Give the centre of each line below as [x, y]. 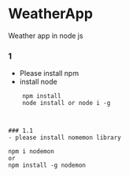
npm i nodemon [31, 152]
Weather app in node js [46, 36]
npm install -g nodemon [47, 166]
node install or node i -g [66, 104]
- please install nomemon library [65, 138]
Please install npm [49, 73]
